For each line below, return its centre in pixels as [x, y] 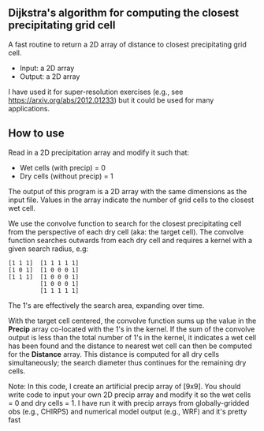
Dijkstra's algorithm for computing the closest [123, 13]
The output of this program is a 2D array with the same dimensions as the [128, 191]
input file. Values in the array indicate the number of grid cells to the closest [131, 200]
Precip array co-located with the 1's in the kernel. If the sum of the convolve [132, 329]
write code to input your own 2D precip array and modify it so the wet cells [130, 395]
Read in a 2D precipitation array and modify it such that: [99, 152]
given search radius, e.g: [48, 249]
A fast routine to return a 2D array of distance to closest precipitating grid [127, 44]
